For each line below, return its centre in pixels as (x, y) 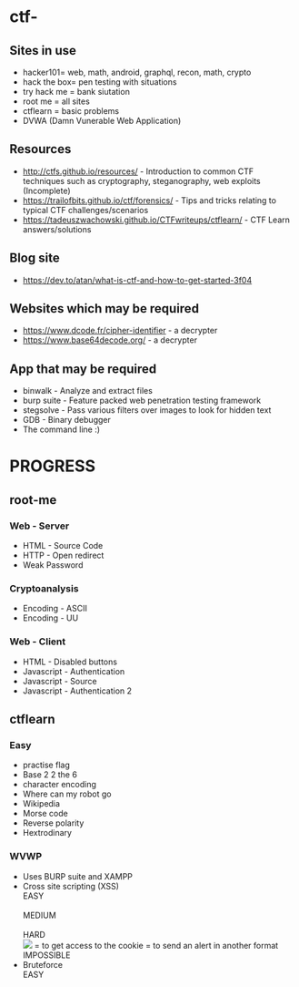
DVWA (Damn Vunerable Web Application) (102, 121)
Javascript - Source (60, 681)
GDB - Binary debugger (66, 420)
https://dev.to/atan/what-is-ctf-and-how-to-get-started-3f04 (137, 280)
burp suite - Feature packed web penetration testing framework (142, 401)
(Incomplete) (46, 190)
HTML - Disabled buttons (70, 662)
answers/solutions (57, 229)
